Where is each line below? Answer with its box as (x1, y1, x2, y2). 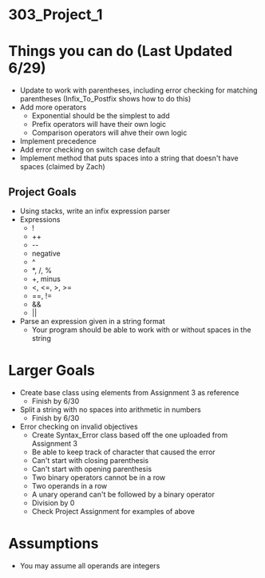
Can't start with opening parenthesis (31, 464, 152, 473)
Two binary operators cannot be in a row (31, 473, 166, 482)
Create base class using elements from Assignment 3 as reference (19, 387, 239, 397)
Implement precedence (19, 137, 97, 146)
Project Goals (8, 185, 77, 199)
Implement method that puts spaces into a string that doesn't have (19, 153, 239, 163)
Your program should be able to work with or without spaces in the (31, 325, 251, 335)
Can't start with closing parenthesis (31, 455, 149, 465)
